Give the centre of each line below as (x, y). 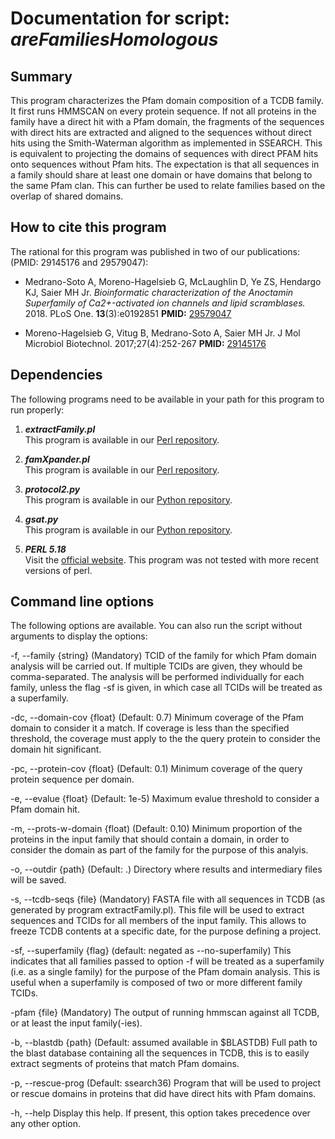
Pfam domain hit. (45, 809)
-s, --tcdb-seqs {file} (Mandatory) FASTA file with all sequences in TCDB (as (168, 899)
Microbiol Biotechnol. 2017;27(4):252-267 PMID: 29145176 (145, 343)
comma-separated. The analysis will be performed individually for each (157, 677)
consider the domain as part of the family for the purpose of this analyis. (159, 850)
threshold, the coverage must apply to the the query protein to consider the (165, 739)
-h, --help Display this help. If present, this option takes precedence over (160, 1113)
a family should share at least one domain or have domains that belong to (161, 175)
